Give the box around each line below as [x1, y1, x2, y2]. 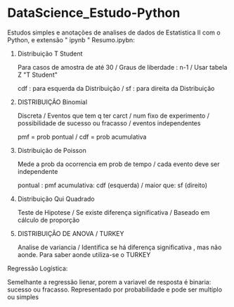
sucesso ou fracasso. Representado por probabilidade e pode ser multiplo [7, 285, 223, 294]
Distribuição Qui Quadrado [17, 194, 95, 203]
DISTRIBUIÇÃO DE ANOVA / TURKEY [17, 229, 124, 237]
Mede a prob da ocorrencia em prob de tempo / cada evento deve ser [17, 160, 220, 168]
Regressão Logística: [7, 264, 68, 272]
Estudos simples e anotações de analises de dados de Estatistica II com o [7, 28, 221, 37]
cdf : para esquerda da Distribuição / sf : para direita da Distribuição [17, 84, 215, 92]
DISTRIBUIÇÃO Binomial [17, 97, 88, 106]
